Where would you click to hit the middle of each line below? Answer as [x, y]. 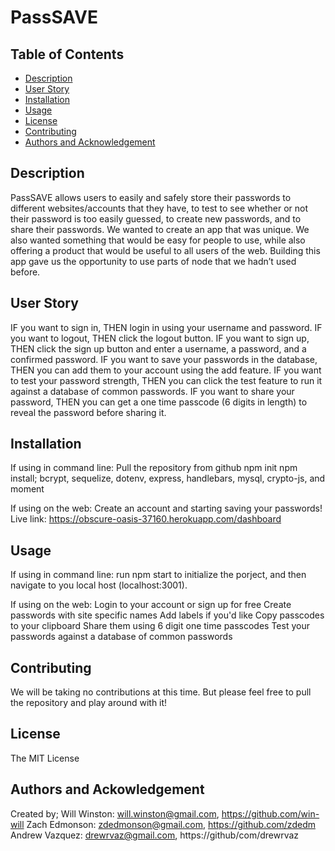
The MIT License [45, 758]
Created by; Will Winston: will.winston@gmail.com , [115, 813]
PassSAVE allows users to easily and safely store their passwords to [151, 197]
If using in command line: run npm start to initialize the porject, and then [158, 575]
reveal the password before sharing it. [88, 412]
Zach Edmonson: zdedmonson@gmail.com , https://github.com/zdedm [171, 824]
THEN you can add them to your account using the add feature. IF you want [166, 370]
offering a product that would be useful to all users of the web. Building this [165, 250]
